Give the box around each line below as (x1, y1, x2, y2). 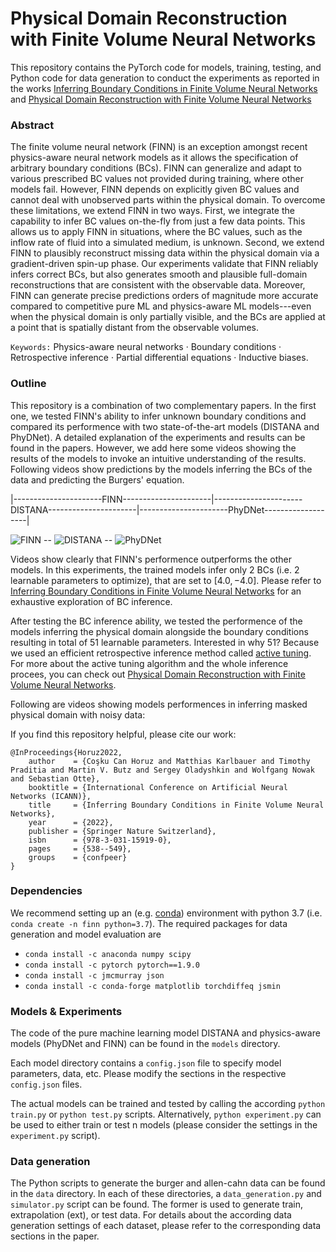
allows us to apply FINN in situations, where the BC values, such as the (10, 226, 303, 238)
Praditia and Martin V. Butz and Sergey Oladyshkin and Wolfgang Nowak (10, 765, 315, 775)
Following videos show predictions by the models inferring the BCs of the (10, 463, 313, 475)
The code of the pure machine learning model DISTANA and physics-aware (10, 1027, 321, 1039)
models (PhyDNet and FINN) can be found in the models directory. (10, 1038, 281, 1050)
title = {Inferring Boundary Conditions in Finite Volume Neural (28, 800, 325, 810)
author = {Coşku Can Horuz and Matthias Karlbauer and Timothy (28, 756, 311, 766)
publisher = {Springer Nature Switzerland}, (28, 826, 217, 836)
